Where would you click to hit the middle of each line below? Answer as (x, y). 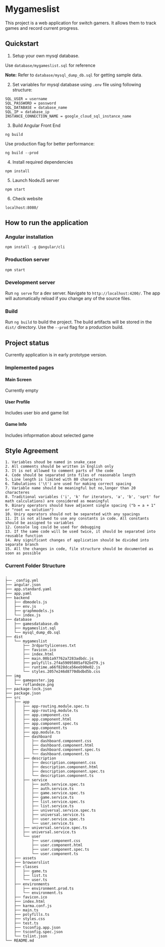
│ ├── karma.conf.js (28, 906)
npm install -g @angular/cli (35, 247)
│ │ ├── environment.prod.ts (40, 888)
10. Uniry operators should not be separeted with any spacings (73, 514)
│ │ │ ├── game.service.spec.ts (45, 793)
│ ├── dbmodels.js (26, 602)
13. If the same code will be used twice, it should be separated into (80, 532)
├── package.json (23, 693)
